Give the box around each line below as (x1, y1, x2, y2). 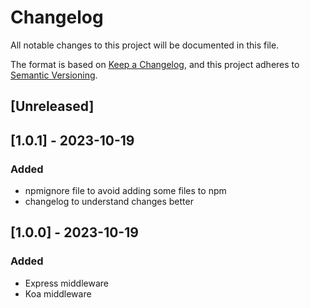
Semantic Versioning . (10, 69, 98, 81)
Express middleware (24, 277, 109, 289)
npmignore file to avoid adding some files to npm (24, 185, 227, 197)
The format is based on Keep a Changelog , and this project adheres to (10, 58, 300, 70)
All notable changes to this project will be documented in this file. (10, 39, 280, 51)
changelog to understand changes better (24, 196, 194, 208)
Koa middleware (24, 287, 92, 300)
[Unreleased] (10, 98, 95, 115)
